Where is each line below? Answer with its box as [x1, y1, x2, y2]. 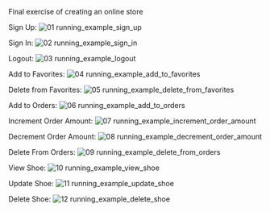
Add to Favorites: [8, 69, 65, 79]
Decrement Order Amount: [8, 132, 97, 141]
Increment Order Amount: [8, 116, 93, 126]
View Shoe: [8, 163, 47, 173]
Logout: [8, 54, 35, 63]
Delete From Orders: [8, 148, 77, 156]
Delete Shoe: [8, 194, 52, 204]
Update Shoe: [8, 179, 54, 188]
